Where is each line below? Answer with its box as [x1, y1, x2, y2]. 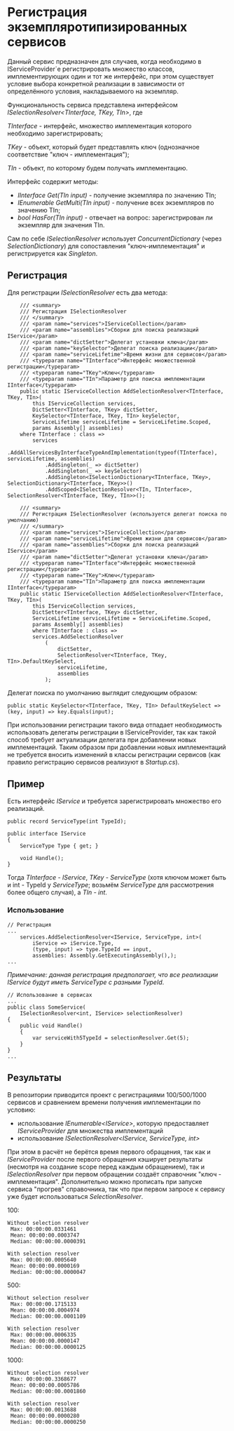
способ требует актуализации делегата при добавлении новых [7, 735, 197, 744]
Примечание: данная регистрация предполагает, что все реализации [7, 970, 219, 979]
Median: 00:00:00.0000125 [10, 1343, 86, 1350]
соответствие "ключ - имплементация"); [7, 150, 130, 159]
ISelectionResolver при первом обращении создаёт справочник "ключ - [7, 1169, 222, 1178]
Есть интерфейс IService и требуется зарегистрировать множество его [7, 797, 222, 805]
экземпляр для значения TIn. [17, 220, 105, 229]
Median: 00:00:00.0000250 [10, 1418, 86, 1425]
